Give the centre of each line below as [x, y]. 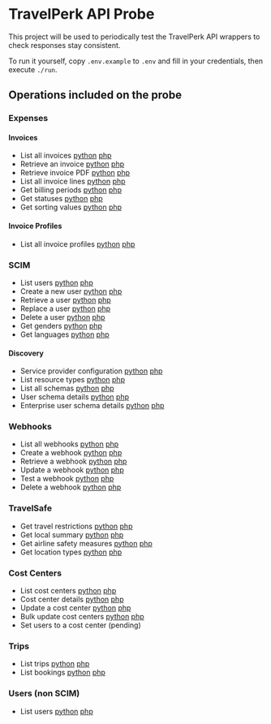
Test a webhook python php [67, 479]
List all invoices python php [66, 156]
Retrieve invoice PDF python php [75, 173]
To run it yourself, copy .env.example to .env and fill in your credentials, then [136, 61]
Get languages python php [65, 334]
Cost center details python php [72, 599]
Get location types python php [71, 552]
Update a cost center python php [75, 608]
